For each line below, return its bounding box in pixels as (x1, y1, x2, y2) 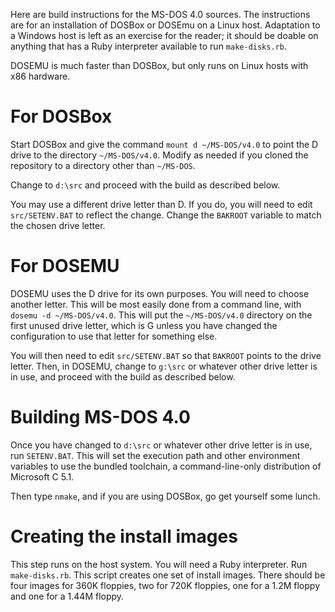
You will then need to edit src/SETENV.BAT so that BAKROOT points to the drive (10, 349, 322, 361)
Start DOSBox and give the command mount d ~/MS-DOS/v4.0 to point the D (10, 138, 319, 150)
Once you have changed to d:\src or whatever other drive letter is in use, (10, 439, 313, 451)
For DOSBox (10, 105, 113, 128)
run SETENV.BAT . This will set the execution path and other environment (10, 449, 301, 461)
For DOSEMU (10, 255, 120, 278)
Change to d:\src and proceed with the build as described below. (10, 179, 281, 191)
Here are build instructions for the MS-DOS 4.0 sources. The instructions (10, 9, 311, 20)
